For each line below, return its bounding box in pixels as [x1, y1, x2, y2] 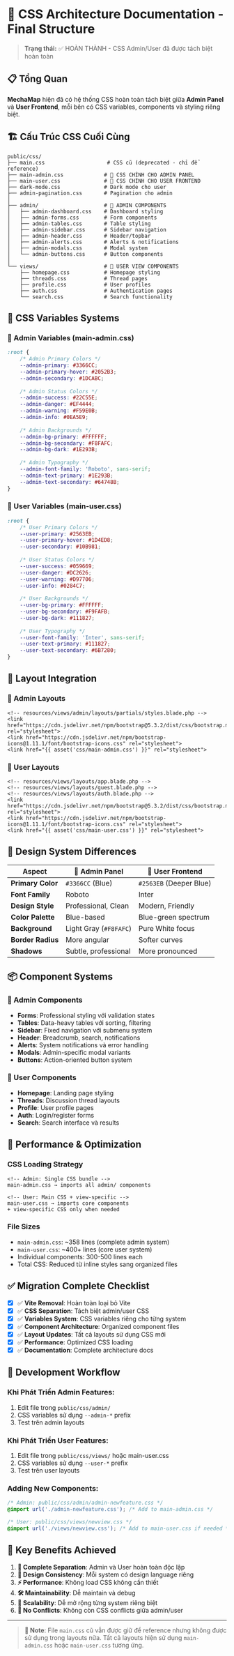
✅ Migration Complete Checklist [7, 1280, 150, 1292]
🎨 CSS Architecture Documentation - [7, 6, 224, 22]
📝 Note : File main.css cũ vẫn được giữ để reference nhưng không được [24, 1626, 227, 1634]
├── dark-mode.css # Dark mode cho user [7, 183, 167, 190]
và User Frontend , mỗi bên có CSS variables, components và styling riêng [7, 102, 221, 111]
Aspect [22, 866, 47, 876]
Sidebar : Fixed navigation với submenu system [17, 1026, 153, 1034]
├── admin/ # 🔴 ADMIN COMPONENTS [7, 202, 167, 208]
